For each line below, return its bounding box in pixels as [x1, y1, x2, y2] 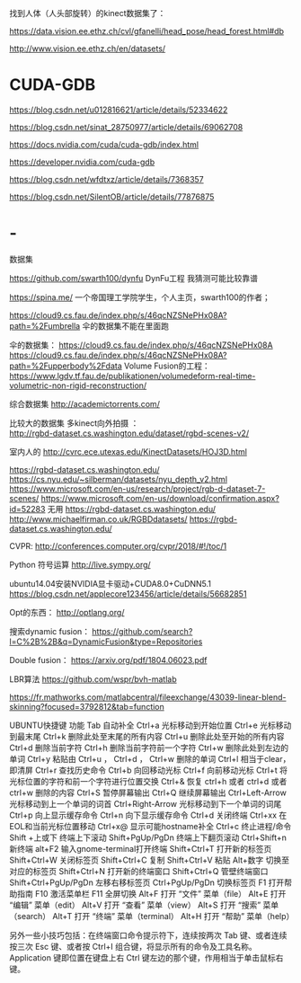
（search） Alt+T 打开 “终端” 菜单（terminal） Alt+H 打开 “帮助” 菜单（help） [9, 910, 295, 921]
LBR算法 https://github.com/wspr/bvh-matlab [9, 673, 177, 685]
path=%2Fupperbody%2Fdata [9, 360, 123, 371]
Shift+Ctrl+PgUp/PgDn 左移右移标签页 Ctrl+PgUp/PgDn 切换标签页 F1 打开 [9, 877, 285, 888]
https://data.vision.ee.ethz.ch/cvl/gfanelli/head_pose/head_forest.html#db [9, 26, 285, 36]
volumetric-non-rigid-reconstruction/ [9, 380, 147, 391]
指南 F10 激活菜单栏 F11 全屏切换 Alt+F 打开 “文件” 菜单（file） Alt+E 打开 [16, 888, 287, 899]
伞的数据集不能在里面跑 [82, 320, 169, 331]
